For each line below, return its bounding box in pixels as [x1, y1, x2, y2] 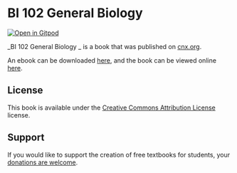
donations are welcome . [7, 158, 78, 167]
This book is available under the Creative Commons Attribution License [7, 103, 216, 112]
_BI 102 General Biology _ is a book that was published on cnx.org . [7, 42, 202, 51]
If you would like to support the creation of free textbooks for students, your [7, 150, 230, 159]
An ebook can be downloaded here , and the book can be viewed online [7, 56, 217, 65]
